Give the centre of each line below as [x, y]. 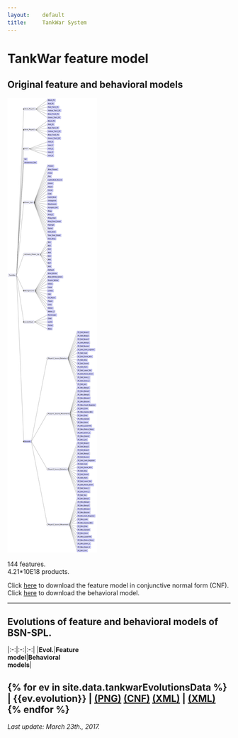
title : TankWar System [47, 22]
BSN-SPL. [29, 633]
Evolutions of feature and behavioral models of [113, 622]
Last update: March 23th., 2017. [54, 727]
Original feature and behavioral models [95, 85]
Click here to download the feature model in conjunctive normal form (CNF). [118, 585]
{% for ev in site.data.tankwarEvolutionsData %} [118, 687]
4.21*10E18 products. [38, 571]
